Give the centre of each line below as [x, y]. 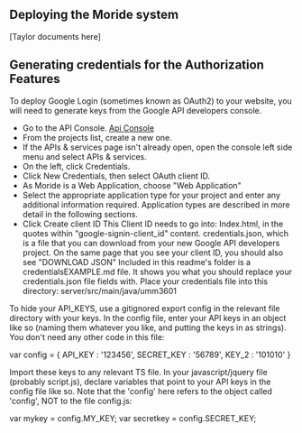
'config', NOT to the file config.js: [71, 401]
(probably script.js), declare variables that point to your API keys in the [140, 382]
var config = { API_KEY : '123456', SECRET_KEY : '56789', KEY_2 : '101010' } [150, 355]
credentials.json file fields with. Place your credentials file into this [145, 281]
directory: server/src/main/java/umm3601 [100, 290]
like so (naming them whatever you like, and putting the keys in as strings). [148, 327]
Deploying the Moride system [94, 15]
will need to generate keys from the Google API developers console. [136, 110]
